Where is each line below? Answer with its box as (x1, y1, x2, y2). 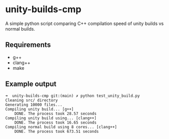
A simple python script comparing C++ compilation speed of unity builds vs (5, 20, 164, 26)
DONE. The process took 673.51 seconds (14, 129, 99, 134)
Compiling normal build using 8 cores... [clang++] (5, 124, 117, 129)
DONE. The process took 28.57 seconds (14, 111, 97, 116)
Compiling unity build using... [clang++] (5, 116, 97, 121)
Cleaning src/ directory (5, 98, 58, 103)
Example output (5, 80, 57, 89)
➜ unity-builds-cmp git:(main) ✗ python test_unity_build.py (5, 93, 140, 98)
